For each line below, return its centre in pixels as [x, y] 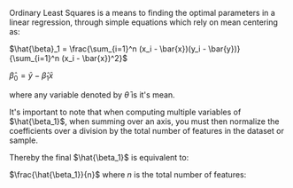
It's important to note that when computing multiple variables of [125, 112]
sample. [23, 140]
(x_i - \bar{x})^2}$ [95, 58]
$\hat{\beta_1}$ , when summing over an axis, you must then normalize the [144, 121]
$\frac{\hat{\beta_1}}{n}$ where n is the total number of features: [128, 174]
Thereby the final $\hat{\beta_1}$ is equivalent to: [99, 157]
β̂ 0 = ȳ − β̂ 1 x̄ [31, 76]
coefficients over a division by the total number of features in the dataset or [147, 130]
